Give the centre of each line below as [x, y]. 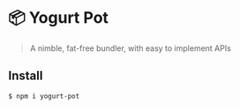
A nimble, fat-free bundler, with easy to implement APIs [130, 48]
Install [26, 76]
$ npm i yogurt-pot [44, 96]
